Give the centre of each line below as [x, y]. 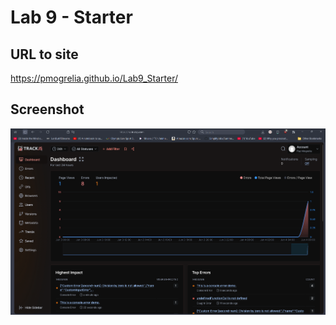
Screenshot [47, 109]
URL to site [44, 54]
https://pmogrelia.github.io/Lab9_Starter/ [94, 78]
